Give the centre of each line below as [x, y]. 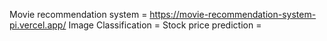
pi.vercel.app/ [38, 25]
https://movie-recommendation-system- [233, 14]
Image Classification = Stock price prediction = [165, 25]
